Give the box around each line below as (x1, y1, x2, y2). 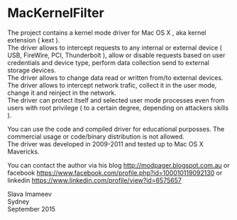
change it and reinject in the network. (7, 88, 117, 97)
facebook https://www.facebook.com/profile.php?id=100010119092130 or (7, 168, 223, 177)
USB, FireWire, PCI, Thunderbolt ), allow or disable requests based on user (7, 51, 226, 59)
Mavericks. (7, 147, 40, 156)
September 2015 (7, 204, 55, 213)
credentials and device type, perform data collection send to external (7, 58, 209, 66)
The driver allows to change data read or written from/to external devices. (7, 73, 224, 82)
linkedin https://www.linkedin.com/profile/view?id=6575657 (7, 175, 182, 185)
